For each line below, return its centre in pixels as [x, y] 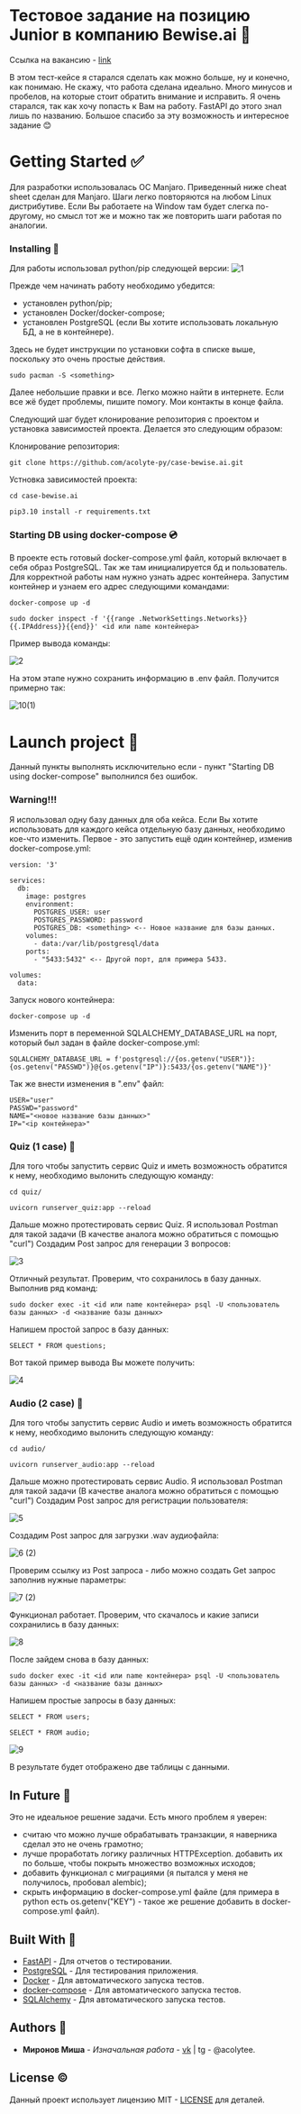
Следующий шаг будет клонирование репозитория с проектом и [134, 419]
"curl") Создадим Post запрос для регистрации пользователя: [129, 1500]
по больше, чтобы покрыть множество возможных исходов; [139, 1863]
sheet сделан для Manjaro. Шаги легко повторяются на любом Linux [141, 196]
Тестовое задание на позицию [130, 16]
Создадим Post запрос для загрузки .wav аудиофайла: [114, 1535]
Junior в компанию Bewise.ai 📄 [130, 35]
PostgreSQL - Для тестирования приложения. [110, 1971]
